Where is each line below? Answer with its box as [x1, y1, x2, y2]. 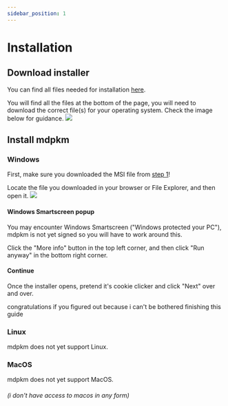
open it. [7, 192, 29, 200]
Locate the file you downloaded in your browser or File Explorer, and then [7, 184, 216, 192]
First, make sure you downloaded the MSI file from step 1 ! [7, 170, 171, 179]
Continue [7, 266, 34, 275]
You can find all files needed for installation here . [7, 85, 146, 94]
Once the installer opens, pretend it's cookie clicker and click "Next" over [7, 281, 216, 290]
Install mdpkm [7, 134, 70, 146]
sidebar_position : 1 [7, 10, 67, 17]
